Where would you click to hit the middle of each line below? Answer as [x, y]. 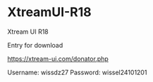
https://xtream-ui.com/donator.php [58, 59]
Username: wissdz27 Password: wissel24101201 [77, 72]
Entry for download [35, 45]
